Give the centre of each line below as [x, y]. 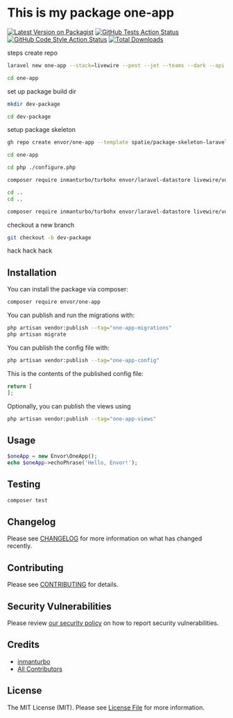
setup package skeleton [42, 130]
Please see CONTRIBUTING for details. [63, 585]
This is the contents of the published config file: [75, 373]
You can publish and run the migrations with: [71, 315]
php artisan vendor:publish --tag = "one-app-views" [82, 419]
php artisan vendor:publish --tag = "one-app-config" [83, 360]
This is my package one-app [91, 13]
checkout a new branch [41, 225]
